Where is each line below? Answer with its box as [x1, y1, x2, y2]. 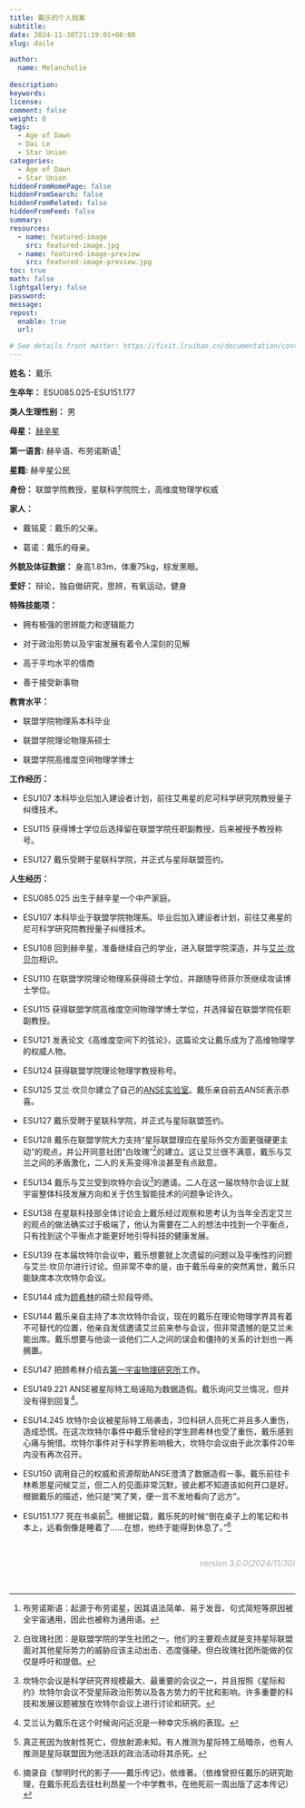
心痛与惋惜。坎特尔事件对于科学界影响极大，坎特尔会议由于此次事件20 [22, 1437, 288, 1448]
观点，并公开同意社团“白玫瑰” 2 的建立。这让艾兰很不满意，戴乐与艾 [42, 1144, 292, 1157]
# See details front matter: [9, 341, 120, 351]
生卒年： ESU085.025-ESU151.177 [9, 387, 136, 398]
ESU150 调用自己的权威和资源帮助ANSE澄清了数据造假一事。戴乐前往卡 [22, 1467, 290, 1478]
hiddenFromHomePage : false [9, 182, 112, 191]
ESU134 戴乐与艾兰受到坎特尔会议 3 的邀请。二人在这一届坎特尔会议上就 [22, 1175, 290, 1188]
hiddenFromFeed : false [9, 207, 95, 216]
